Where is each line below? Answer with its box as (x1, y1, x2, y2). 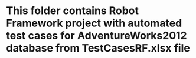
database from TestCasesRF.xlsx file (6, 42, 190, 55)
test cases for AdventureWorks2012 (6, 29, 187, 42)
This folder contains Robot (6, 4, 139, 18)
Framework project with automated (6, 16, 182, 30)
